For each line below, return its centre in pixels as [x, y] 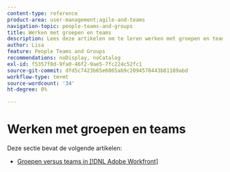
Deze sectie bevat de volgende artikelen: [65, 148]
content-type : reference [42, 13]
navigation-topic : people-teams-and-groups [70, 26]
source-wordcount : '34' [41, 83]
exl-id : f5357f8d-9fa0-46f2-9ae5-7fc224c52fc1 [75, 64]
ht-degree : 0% [27, 89]
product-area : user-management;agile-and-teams [76, 20]
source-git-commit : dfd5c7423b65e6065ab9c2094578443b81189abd [98, 70]
